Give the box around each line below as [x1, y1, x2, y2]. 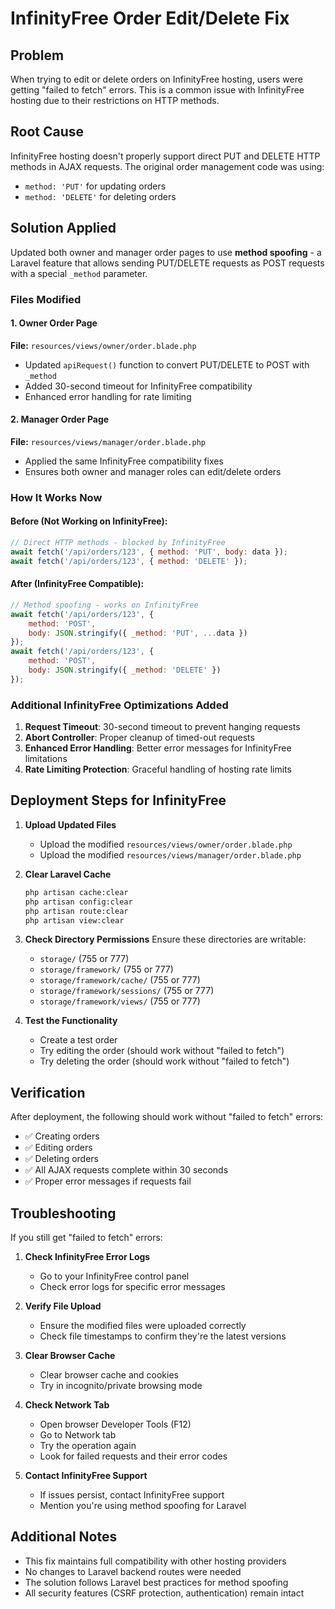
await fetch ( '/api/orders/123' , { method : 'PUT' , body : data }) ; [10, 547, 288, 557]
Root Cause [10, 123, 85, 141]
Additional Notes [10, 1528, 118, 1546]
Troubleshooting [10, 1205, 117, 1222]
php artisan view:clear [24, 915, 125, 926]
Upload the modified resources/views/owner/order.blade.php [39, 838, 293, 850]
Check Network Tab [24, 1399, 110, 1411]
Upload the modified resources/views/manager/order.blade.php [39, 848, 302, 861]
